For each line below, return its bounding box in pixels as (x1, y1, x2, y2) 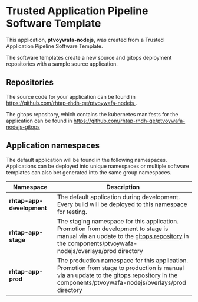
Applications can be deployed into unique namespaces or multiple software (6, 163, 190, 170)
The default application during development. (57, 193, 180, 201)
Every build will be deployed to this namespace (57, 200, 187, 208)
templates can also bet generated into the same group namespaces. (6, 168, 172, 176)
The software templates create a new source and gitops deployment (6, 54, 172, 61)
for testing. (57, 207, 87, 216)
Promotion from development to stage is (57, 225, 169, 233)
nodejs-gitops (6, 123, 40, 131)
